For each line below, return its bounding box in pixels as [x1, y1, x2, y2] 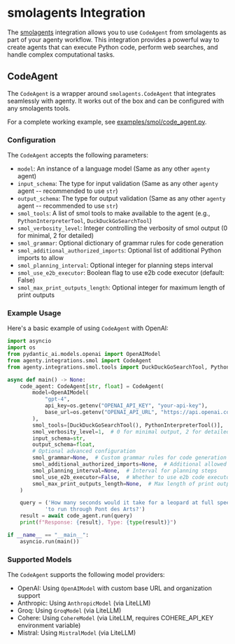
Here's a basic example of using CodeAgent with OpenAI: [7, 324, 169, 333]
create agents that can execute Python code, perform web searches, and [7, 43, 218, 51]
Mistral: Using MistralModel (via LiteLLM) [17, 629, 136, 637]
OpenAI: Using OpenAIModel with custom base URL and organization [17, 584, 212, 592]
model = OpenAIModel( [32, 389, 90, 396]
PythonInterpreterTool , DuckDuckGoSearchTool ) [17, 217, 152, 225]
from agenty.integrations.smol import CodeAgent [7, 357, 152, 364]
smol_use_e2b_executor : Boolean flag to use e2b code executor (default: [17, 269, 225, 277]
